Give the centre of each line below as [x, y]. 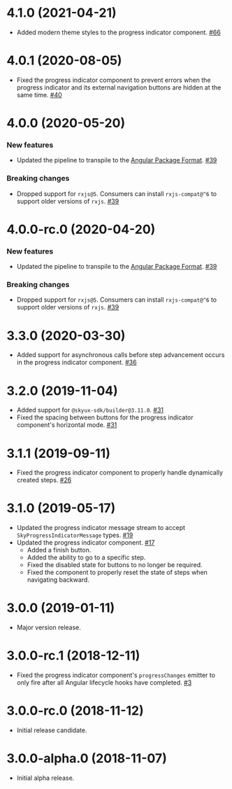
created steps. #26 [44, 480]
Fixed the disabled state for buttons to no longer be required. [115, 565]
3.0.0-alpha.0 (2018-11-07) [87, 759]
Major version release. [49, 627]
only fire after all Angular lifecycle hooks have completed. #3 [104, 683]
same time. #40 [39, 95]
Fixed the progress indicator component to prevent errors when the [114, 80]
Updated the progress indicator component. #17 [86, 543]
